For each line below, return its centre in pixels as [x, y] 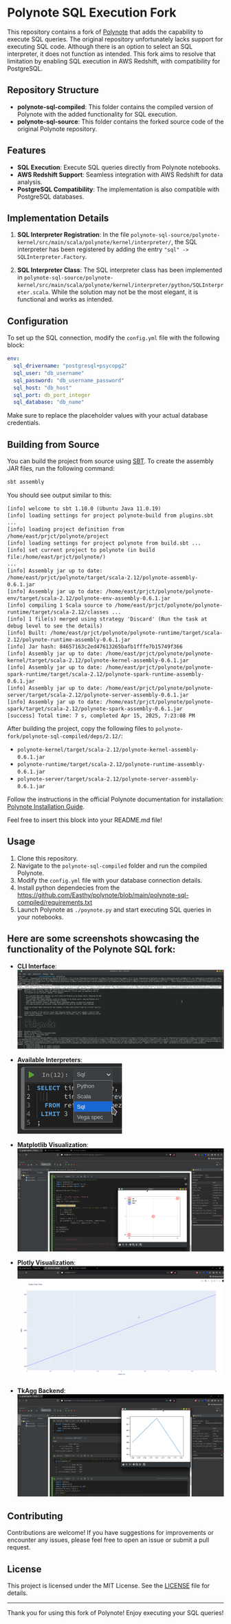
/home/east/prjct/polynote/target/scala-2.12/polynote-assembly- [102, 578]
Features [26, 151]
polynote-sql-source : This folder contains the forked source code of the [120, 121]
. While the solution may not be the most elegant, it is [123, 292]
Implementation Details [58, 218]
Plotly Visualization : [46, 1263]
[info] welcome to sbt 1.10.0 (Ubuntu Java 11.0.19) [84, 509]
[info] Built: [27, 633]
